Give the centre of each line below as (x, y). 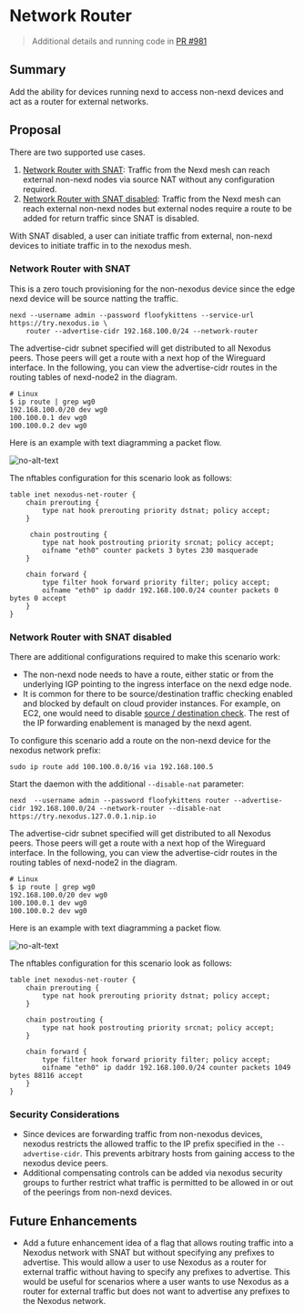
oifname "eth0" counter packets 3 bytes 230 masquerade (150, 550)
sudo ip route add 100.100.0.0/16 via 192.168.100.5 (111, 767)
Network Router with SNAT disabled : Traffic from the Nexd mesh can (152, 199)
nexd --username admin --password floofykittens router (120, 801)
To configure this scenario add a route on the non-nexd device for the (140, 741)
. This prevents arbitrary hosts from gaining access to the (188, 1154)
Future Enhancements (74, 1221)
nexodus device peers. (66, 1164)
